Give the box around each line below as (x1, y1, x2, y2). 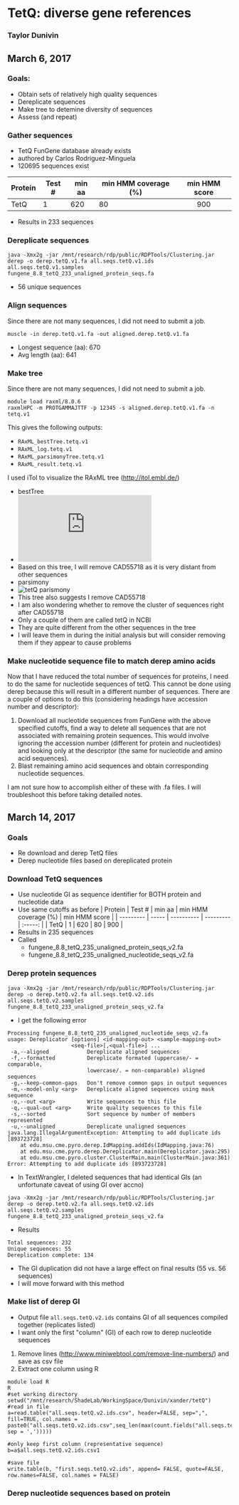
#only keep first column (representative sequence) (7, 1440, 164, 1447)
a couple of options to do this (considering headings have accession (7, 695, 208, 704)
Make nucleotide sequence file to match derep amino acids (7, 656, 216, 666)
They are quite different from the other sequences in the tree (17, 623, 196, 631)
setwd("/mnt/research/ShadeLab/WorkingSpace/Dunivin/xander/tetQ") (7, 1397, 212, 1404)
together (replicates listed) (17, 1320, 96, 1329)
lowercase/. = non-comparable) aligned (86, 1067, 205, 1074)
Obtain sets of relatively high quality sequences (17, 90, 158, 98)
